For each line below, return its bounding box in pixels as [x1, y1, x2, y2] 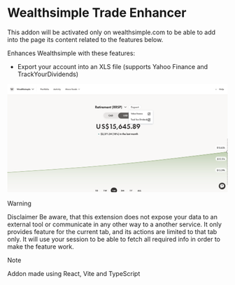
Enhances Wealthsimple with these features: [7, 49, 135, 57]
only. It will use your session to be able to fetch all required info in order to [7, 235, 221, 244]
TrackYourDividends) [17, 70, 79, 78]
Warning [7, 199, 31, 207]
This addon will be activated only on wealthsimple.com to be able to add [7, 28, 215, 36]
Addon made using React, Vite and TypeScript [7, 270, 141, 278]
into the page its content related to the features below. [7, 35, 164, 43]
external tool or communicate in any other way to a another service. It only [7, 220, 222, 228]
